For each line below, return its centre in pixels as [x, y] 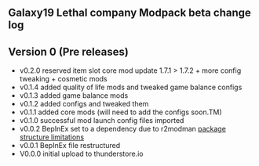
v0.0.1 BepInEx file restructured [70, 146]
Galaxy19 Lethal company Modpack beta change [129, 13]
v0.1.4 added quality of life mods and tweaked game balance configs [131, 87]
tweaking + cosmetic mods [63, 79]
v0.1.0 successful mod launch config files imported [102, 121]
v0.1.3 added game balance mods [74, 96]
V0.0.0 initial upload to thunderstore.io [81, 154]
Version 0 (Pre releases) [69, 51]
